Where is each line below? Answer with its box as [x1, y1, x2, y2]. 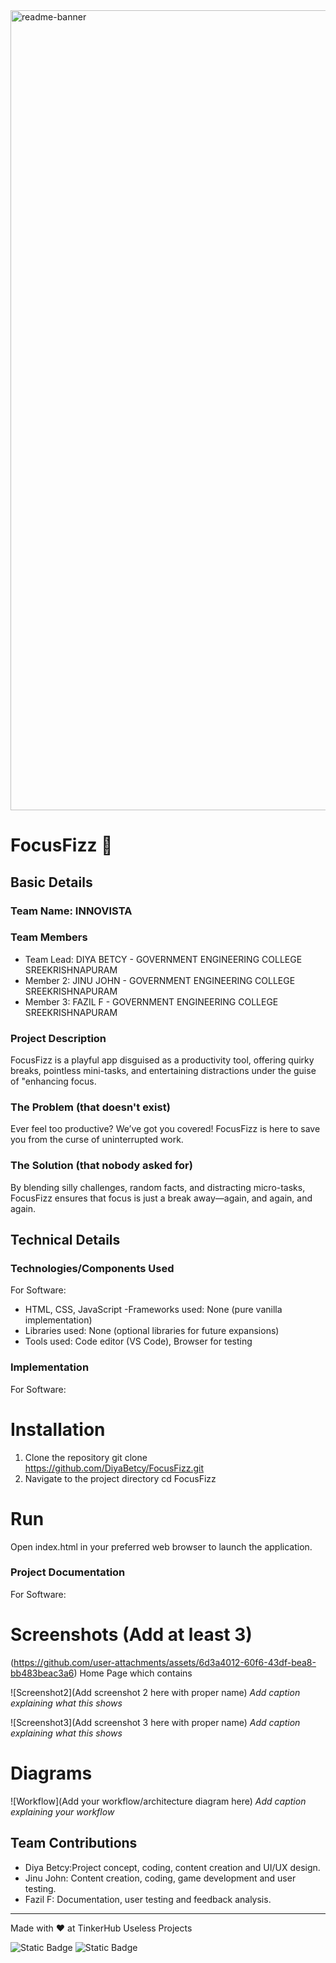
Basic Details [10, 874, 93, 891]
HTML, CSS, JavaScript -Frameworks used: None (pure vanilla [24, 1304, 283, 1316]
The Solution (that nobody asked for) [10, 1159, 193, 1173]
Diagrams [10, 1762, 93, 1784]
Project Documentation [10, 1565, 126, 1579]
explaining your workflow [10, 1805, 115, 1818]
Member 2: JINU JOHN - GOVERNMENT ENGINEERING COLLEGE [24, 974, 296, 986]
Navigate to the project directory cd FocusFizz [24, 1472, 217, 1484]
